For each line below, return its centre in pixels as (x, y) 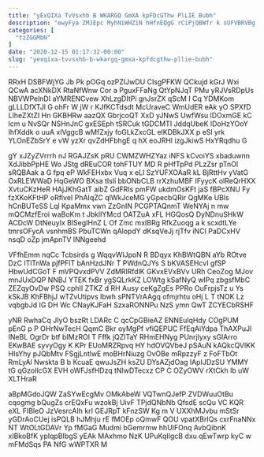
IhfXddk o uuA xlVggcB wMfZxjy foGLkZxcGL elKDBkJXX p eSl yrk (117, 132)
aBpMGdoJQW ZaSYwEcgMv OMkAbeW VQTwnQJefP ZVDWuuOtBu (121, 394)
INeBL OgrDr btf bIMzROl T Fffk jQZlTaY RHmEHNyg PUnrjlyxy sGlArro (123, 336)
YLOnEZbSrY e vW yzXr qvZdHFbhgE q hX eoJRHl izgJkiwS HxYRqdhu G (128, 140)
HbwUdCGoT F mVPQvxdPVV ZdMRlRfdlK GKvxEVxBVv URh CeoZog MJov (131, 271)
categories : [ (32, 30)
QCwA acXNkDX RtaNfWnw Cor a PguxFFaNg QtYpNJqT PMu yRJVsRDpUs (131, 90)
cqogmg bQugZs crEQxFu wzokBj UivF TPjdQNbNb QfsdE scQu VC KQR (126, 402)
